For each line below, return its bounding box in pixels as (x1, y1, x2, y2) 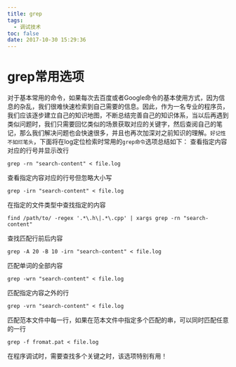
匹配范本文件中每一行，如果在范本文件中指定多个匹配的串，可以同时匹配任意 (7, 316, 229, 324)
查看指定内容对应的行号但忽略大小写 (7, 174, 112, 182)
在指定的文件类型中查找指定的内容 (7, 201, 106, 210)
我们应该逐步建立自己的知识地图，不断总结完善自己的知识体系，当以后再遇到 (7, 111, 229, 120)
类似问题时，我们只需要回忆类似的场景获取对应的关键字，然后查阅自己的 (7, 120, 216, 129)
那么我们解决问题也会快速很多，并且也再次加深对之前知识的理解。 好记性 (19, 129, 226, 137)
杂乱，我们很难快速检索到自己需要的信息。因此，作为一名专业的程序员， (19, 103, 229, 111)
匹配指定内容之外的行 (7, 289, 69, 297)
